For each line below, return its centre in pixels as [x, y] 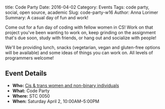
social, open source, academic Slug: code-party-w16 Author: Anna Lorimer [82, 12]
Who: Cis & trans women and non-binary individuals [66, 85]
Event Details [26, 74]
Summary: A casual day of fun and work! [47, 18]
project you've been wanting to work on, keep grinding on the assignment [81, 32]
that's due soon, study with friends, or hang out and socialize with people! [81, 38]
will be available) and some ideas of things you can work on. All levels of [79, 53]
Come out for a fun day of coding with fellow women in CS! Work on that [79, 27]
